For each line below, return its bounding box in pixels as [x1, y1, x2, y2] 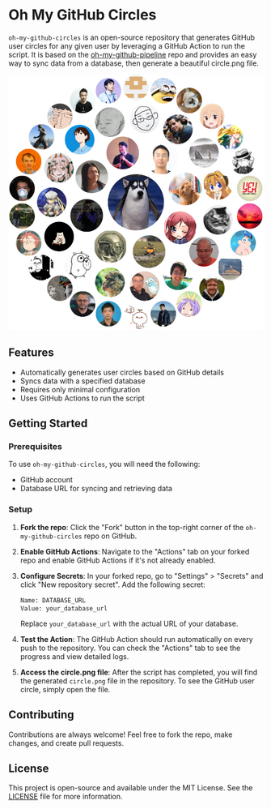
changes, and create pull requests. [8, 738, 124, 747]
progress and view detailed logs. [19, 651, 129, 661]
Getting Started [8, 417, 88, 430]
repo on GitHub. [83, 531, 138, 541]
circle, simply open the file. [19, 684, 111, 694]
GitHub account [19, 475, 73, 485]
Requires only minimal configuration [19, 384, 141, 394]
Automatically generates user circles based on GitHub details [19, 367, 225, 377]
